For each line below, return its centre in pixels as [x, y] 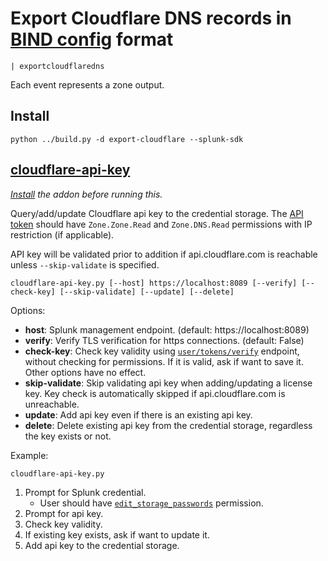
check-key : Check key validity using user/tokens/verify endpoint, [162, 351]
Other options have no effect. [85, 372]
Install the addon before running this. [86, 194]
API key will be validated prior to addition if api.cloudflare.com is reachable [164, 254]
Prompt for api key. [64, 513]
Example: [29, 455]
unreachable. [52, 404]
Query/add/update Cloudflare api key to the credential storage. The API [157, 213]
